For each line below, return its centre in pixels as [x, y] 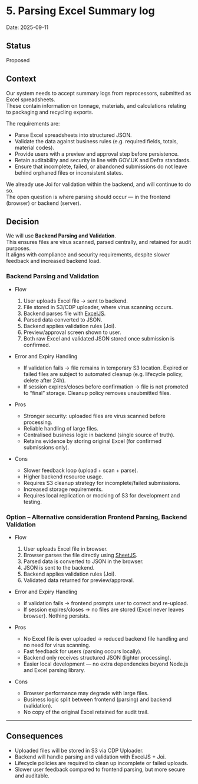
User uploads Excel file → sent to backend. [75, 301]
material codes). [34, 147]
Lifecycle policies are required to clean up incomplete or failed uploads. [101, 763]
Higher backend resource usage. [63, 476]
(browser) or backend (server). [44, 203]
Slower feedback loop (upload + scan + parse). [81, 470]
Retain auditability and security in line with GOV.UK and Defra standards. [103, 160]
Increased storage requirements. [63, 489]
